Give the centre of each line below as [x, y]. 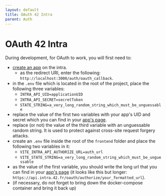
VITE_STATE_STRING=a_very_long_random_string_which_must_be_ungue [90, 158]
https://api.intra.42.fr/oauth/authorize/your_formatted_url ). [79, 177]
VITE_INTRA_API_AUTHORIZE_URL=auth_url [61, 152]
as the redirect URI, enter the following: [60, 73]
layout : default [22, 10]
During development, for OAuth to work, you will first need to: [68, 58]
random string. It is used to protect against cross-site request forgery [84, 130]
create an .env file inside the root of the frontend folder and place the [84, 141]
